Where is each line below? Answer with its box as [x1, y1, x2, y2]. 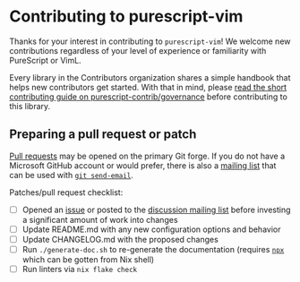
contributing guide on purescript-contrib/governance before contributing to [9, 91, 288, 102]
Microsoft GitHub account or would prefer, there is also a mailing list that [9, 159, 277, 171]
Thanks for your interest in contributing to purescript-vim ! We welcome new [9, 36, 291, 47]
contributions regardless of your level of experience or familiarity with [9, 45, 267, 56]
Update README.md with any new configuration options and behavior [21, 224, 281, 235]
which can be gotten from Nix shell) [21, 254, 155, 265]
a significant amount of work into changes [21, 214, 178, 225]
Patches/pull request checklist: [9, 186, 124, 198]
